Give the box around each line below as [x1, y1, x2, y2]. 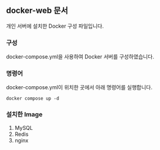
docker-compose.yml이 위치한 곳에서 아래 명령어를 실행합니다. [6, 84, 152, 91]
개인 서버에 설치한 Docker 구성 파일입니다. [6, 22, 105, 30]
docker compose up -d [6, 96, 60, 102]
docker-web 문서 [6, 5, 68, 16]
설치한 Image [6, 110, 43, 119]
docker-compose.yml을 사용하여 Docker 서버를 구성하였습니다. [6, 53, 155, 60]
